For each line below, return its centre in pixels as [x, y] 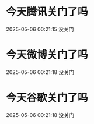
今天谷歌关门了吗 [47, 98]
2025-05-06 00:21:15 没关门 [40, 29]
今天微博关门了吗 [47, 55]
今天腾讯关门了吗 [47, 12]
